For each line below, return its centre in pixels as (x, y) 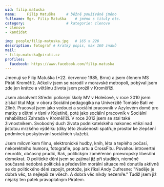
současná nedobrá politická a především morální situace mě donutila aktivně (82, 164)
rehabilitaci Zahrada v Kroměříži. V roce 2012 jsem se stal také (68, 118)
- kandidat (16, 32)
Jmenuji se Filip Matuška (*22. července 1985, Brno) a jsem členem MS (77, 78)
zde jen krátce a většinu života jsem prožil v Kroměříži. (60, 88)
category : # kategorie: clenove (58, 23)
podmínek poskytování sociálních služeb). (47, 134)
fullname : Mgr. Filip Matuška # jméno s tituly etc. (63, 19)
